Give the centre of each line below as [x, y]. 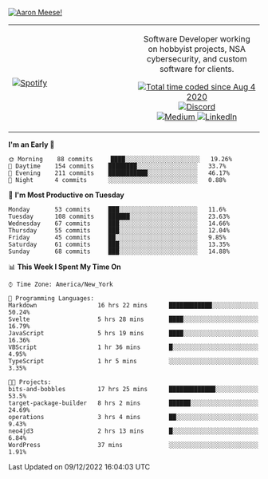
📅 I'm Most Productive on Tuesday [67, 195]
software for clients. [197, 69]
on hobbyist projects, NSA [197, 49]
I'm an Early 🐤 [32, 144]
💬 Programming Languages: [51, 299]
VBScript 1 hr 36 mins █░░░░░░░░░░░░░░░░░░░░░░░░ [134, 347]
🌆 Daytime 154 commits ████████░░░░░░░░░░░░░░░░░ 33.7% [117, 166]
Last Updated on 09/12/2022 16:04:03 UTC [79, 467]
